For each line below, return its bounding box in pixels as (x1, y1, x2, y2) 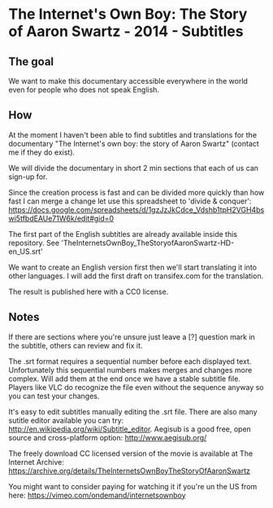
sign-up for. (8, 172, 48, 182)
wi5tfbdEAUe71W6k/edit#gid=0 (8, 213, 115, 223)
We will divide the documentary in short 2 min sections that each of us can (8, 163, 258, 173)
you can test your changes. (8, 391, 100, 401)
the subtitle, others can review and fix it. (8, 340, 143, 350)
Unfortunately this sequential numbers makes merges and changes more (8, 365, 253, 374)
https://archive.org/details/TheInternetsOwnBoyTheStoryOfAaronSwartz (8, 466, 250, 475)
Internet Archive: (8, 457, 65, 466)
